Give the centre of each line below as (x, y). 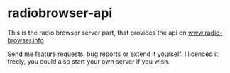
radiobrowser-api (60, 13)
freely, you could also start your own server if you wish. (89, 61)
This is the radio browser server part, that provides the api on (97, 33)
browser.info (26, 40)
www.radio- (205, 33)
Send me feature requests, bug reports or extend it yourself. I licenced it (113, 54)
